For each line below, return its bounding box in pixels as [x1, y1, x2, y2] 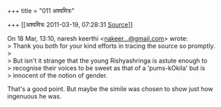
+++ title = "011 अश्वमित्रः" [7, 7, 75, 15]
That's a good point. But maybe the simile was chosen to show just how [7, 85, 214, 93]
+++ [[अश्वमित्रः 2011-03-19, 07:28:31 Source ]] [7, 21, 133, 28]
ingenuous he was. [7, 92, 62, 100]
